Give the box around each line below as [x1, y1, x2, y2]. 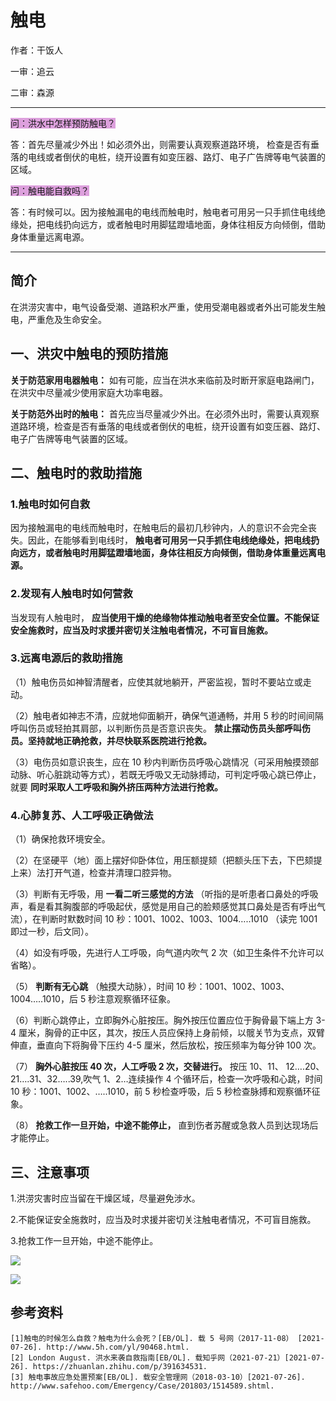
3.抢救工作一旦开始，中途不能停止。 [10, 1234, 159, 1246]
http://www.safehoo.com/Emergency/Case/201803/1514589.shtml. [10, 1381, 275, 1391]
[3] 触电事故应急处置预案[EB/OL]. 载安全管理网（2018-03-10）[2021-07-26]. [10, 1372, 306, 1382]
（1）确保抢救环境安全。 [10, 833, 111, 845]
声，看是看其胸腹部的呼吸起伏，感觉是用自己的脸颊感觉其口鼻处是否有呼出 [10, 901, 317, 913]
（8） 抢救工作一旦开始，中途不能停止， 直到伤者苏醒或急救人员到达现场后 [10, 1119, 319, 1131]
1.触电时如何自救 [10, 497, 91, 511]
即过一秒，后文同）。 [10, 926, 94, 938]
